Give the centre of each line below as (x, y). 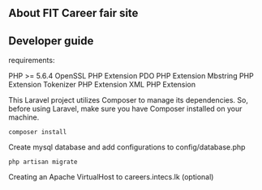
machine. (24, 117)
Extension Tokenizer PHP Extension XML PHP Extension (102, 85)
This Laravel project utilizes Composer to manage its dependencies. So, (129, 100)
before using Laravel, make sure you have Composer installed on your (125, 109)
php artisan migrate (43, 162)
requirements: (32, 61)
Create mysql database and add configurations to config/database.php (127, 147)
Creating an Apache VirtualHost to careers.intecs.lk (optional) (111, 177)
